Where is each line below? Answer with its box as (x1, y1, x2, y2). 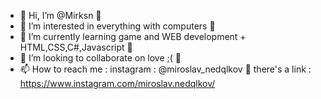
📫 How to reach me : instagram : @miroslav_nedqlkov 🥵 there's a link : (19, 63, 312, 75)
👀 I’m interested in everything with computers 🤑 (19, 20, 216, 32)
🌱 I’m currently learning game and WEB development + (19, 31, 247, 42)
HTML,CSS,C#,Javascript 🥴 (19, 41, 133, 53)
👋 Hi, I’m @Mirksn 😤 (19, 10, 102, 21)
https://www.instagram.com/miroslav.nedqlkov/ (19, 78, 216, 89)
